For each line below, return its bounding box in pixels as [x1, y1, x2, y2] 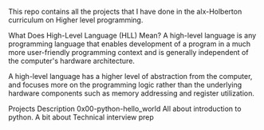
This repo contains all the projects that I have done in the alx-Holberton [8, 7, 242, 16]
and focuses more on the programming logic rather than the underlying [8, 80, 242, 89]
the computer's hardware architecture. [8, 56, 136, 65]
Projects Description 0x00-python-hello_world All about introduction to [8, 104, 242, 113]
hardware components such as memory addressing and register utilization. [8, 89, 255, 98]
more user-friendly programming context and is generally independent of [8, 48, 249, 57]
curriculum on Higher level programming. [8, 15, 144, 25]
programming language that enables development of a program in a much [8, 39, 251, 49]
